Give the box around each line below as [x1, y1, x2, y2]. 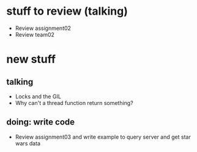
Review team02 [15, 31, 55, 38]
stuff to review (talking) [6, 4, 128, 18]
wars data [15, 139, 41, 147]
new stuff [6, 52, 56, 67]
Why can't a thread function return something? [15, 99, 133, 106]
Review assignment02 [15, 24, 72, 32]
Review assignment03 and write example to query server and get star [15, 133, 191, 140]
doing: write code [6, 117, 75, 128]
